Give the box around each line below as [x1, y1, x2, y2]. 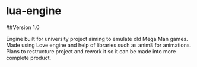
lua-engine [6, 4, 61, 18]
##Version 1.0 [6, 24, 40, 31]
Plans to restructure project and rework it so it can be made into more [6, 47, 176, 55]
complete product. [6, 54, 52, 61]
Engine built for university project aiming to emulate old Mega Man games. [6, 35, 188, 42]
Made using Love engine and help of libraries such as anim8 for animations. [6, 42, 192, 49]
